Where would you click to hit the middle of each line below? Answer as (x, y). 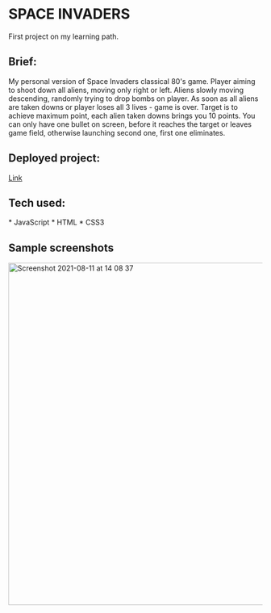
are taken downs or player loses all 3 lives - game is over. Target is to (123, 107)
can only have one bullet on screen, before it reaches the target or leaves (130, 124)
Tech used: (37, 203)
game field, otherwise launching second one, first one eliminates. (117, 132)
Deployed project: (54, 158)
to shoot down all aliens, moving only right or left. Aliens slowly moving (126, 90)
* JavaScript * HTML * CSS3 (56, 222)
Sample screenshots (61, 248)
